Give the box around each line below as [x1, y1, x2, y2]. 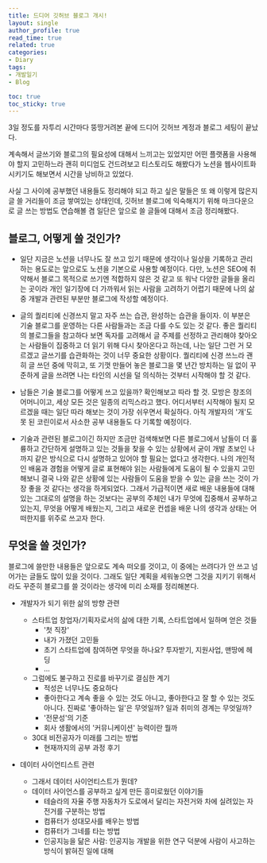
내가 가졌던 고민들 [43, 635, 99, 644]
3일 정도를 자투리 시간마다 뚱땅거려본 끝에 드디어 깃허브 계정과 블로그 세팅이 [8, 122, 244, 132]
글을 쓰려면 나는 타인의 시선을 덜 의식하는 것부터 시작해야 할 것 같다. [41, 370, 251, 380]
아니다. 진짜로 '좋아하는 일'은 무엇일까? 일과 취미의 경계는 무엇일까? [43, 702, 253, 712]
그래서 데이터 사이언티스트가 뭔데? [31, 776, 137, 786]
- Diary [8, 56, 34, 64]
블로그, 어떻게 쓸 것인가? [8, 231, 122, 245]
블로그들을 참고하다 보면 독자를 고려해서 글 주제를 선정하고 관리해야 [28, 331, 237, 340]
